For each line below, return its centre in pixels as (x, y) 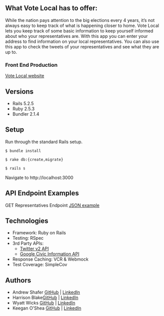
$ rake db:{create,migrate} (34, 159)
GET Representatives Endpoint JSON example (52, 205)
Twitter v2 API (34, 249)
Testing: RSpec (28, 238)
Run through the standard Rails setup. (44, 142)
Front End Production (31, 65)
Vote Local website (25, 76)
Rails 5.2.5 (23, 103)
